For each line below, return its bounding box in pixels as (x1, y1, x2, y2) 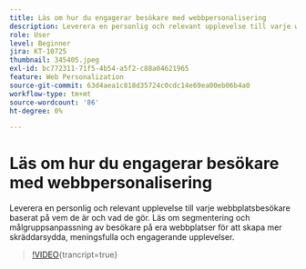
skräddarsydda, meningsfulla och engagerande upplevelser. (9, 232, 235, 243)
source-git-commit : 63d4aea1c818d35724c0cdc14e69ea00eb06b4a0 (9, 81, 250, 90)
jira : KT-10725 (9, 47, 67, 56)
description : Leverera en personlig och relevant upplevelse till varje (9, 22, 291, 31)
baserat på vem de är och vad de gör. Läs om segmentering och (9, 213, 250, 224)
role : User (9, 30, 51, 39)
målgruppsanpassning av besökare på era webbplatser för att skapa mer (9, 222, 282, 233)
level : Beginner (9, 38, 71, 48)
